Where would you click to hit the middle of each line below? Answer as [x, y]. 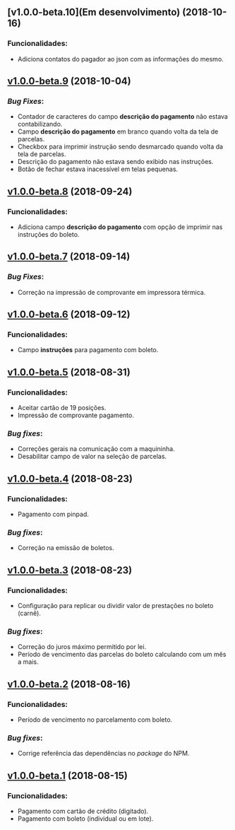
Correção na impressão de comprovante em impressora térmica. [112, 292]
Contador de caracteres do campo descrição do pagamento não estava [122, 117]
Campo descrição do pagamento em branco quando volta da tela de [118, 131]
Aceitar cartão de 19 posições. [62, 408]
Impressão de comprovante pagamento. [76, 415]
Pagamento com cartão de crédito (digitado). [83, 811]
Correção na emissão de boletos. [66, 548]
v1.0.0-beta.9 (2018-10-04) [70, 81]
